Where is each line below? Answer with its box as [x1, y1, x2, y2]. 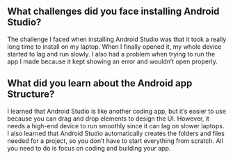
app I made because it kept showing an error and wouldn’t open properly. [7, 57, 218, 66]
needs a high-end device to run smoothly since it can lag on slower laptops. [7, 121, 225, 130]
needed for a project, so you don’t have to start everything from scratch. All [7, 136, 224, 145]
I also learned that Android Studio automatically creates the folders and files [7, 129, 225, 137]
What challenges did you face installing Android [7, 6, 220, 17]
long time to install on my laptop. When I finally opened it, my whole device [7, 42, 222, 51]
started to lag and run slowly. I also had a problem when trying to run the [7, 50, 216, 58]
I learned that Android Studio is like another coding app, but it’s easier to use [7, 107, 226, 115]
